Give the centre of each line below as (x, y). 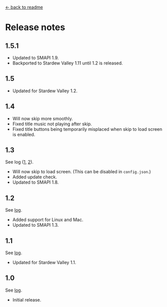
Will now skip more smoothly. (43, 118)
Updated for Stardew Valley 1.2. (45, 91)
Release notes (35, 27)
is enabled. (24, 134)
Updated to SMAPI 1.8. (35, 182)
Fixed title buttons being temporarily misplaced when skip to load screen (87, 129)
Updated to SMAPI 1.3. (35, 225)
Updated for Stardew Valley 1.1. (44, 263)
